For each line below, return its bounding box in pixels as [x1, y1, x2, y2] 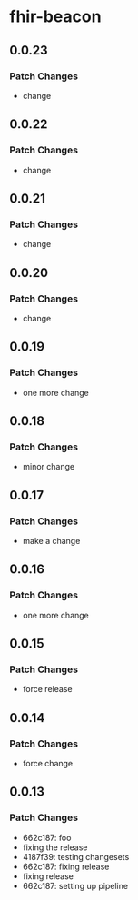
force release [22, 684, 73, 695]
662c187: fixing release [22, 861, 110, 872]
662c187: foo [22, 832, 72, 843]
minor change [22, 461, 75, 472]
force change [22, 758, 74, 769]
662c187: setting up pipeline [22, 880, 129, 891]
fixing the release [22, 842, 88, 853]
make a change [22, 536, 81, 546]
